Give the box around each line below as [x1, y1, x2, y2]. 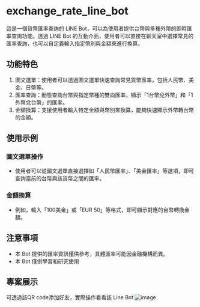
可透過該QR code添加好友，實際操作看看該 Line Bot [6, 294, 134, 301]
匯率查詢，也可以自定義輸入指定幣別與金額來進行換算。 [6, 40, 143, 47]
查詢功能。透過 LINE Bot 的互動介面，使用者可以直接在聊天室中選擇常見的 [11, 32, 194, 40]
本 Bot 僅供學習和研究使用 [14, 257, 79, 265]
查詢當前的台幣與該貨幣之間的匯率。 [14, 175, 105, 182]
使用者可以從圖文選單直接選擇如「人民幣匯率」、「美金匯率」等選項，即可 [14, 167, 194, 175]
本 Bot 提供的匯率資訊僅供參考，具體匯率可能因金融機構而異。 [14, 250, 169, 257]
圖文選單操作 [6, 153, 44, 161]
